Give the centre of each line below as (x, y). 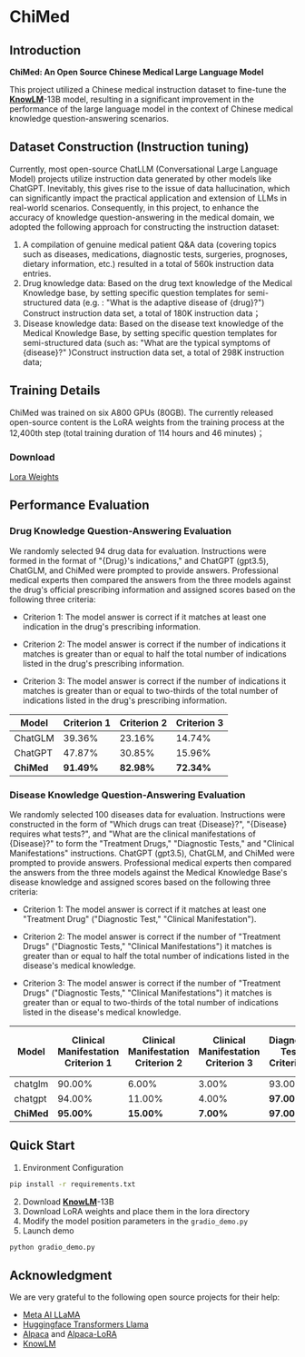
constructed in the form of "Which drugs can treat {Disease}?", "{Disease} (148, 824)
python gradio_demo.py (52, 1247)
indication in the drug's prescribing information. (112, 626)
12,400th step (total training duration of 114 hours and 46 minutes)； (137, 432)
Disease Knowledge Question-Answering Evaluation (128, 795)
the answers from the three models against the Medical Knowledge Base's (148, 872)
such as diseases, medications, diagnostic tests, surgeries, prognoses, (155, 254)
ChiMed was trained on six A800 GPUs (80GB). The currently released (142, 412)
